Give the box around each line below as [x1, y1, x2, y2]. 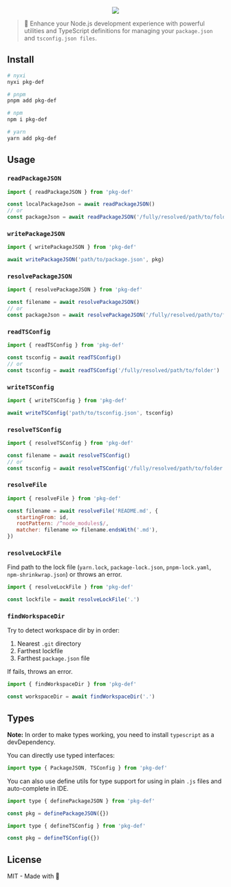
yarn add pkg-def [7, 135, 57, 142]
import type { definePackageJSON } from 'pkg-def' [7, 798, 155, 804]
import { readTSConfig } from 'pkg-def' [7, 342, 125, 349]
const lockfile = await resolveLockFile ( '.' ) [7, 596, 140, 603]
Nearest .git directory [16, 639, 81, 648]
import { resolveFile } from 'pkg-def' [7, 495, 122, 502]
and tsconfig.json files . [23, 34, 98, 42]
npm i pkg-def [7, 116, 48, 123]
